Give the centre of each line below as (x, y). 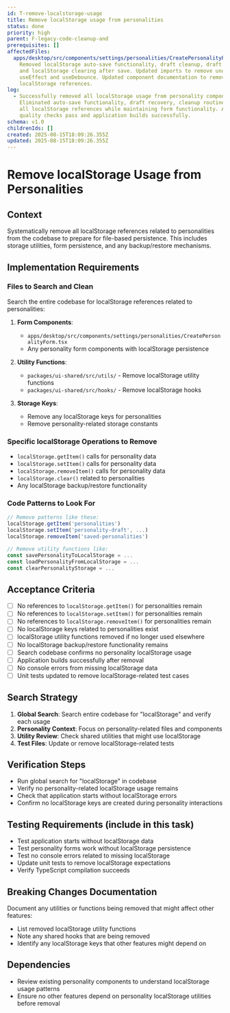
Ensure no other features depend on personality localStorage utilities (114, 996)
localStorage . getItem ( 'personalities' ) (64, 524)
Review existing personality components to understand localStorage (113, 981)
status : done (26, 26)
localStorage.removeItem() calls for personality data (91, 471)
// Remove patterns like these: (53, 517)
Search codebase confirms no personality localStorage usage (104, 652)
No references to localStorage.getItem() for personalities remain (110, 606)
